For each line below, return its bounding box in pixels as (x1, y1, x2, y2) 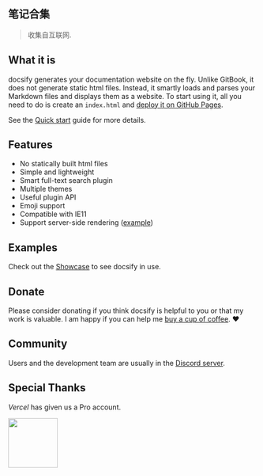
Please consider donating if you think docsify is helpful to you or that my (8, 306, 244, 315)
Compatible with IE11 (19, 209, 87, 219)
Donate (8, 284, 45, 299)
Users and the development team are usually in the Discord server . (8, 358, 225, 367)
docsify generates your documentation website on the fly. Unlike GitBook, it (8, 74, 254, 84)
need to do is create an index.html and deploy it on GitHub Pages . (8, 100, 224, 109)
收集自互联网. (27, 30, 72, 40)
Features (8, 138, 53, 152)
